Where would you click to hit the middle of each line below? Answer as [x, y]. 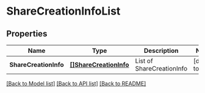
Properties [27, 34]
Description [161, 51]
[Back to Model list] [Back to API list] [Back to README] [76, 84]
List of [144, 61]
